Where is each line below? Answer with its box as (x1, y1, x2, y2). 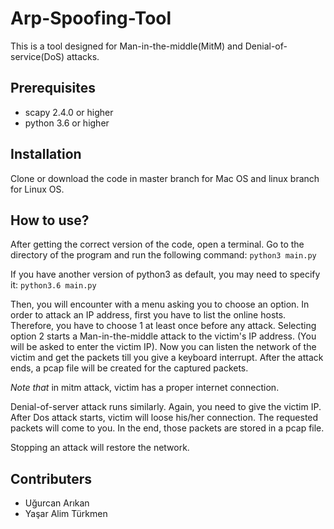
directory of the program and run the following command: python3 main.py (10, 249, 317, 261)
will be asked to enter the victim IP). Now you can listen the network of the (10, 341, 317, 353)
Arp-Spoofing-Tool (10, 7, 172, 30)
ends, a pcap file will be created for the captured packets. (10, 362, 249, 374)
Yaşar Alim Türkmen (24, 508, 108, 520)
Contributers (10, 470, 93, 487)
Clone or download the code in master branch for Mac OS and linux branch (10, 172, 320, 184)
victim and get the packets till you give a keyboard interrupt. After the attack (10, 352, 324, 364)
